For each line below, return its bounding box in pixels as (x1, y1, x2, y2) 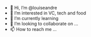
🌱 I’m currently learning (10, 15, 59, 21)
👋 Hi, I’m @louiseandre (10, 5, 57, 10)
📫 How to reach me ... (10, 26, 57, 32)
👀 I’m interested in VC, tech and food (10, 10, 86, 16)
